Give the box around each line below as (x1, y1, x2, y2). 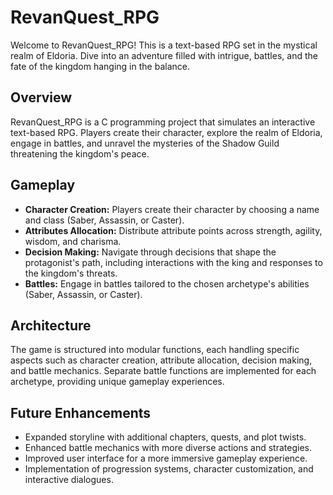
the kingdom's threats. (24, 267, 118, 279)
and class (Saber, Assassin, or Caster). (24, 214, 185, 226)
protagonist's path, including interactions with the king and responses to (24, 256, 323, 268)
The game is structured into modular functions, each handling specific (10, 344, 300, 356)
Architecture (10, 317, 92, 334)
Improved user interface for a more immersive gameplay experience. (24, 452, 308, 465)
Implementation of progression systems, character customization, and (24, 463, 314, 475)
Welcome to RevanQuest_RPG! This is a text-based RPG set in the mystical (10, 39, 318, 51)
